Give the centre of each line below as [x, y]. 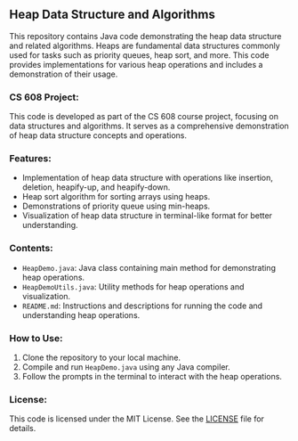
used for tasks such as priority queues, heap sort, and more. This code [139, 55]
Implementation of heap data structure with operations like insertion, [148, 178]
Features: [30, 159]
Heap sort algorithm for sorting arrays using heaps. [116, 197]
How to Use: [36, 338]
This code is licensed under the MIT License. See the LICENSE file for [137, 419]
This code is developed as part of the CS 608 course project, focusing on [144, 117]
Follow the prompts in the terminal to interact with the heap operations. [152, 376]
